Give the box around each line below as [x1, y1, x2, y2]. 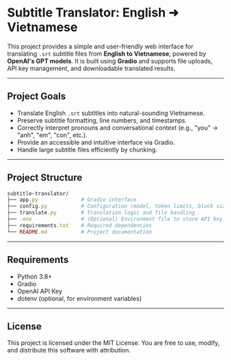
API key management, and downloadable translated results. [7, 64, 176, 72]
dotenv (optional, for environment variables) [16, 294, 142, 302]
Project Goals [7, 91, 67, 103]
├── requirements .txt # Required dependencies [7, 222, 153, 229]
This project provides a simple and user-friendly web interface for [7, 42, 194, 50]
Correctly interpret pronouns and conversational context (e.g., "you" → [16, 123, 219, 131]
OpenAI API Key [16, 287, 63, 295]
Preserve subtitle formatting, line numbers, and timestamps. [16, 116, 187, 125]
